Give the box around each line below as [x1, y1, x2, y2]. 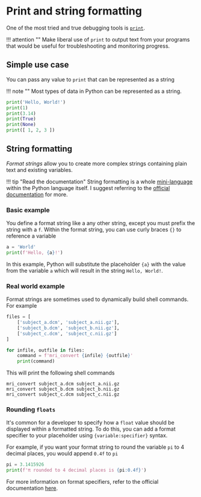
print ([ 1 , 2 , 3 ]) [6, 127, 55, 133]
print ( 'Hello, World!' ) [6, 99, 66, 105]
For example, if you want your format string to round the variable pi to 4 [6, 443, 185, 451]
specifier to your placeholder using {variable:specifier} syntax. [6, 432, 168, 439]
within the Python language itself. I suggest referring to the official [6, 184, 170, 191]
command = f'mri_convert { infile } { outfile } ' [17, 353, 134, 359]
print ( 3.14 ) [6, 110, 36, 116]
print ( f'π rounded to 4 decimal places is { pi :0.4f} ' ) [6, 467, 147, 473]
